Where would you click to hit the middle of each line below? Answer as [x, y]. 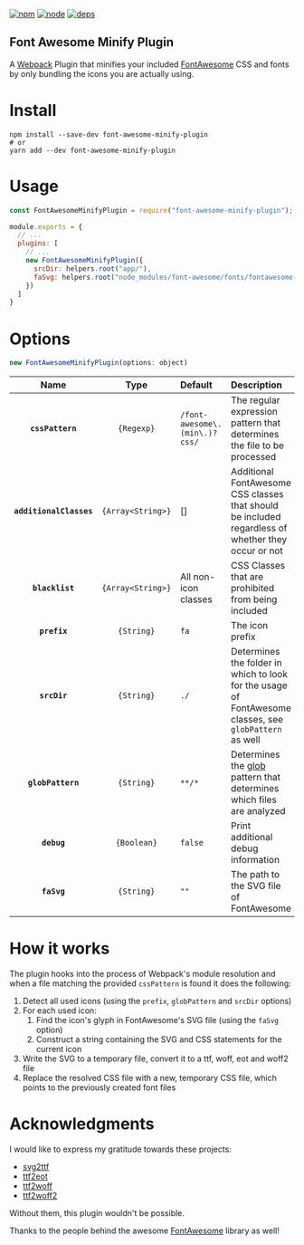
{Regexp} [136, 429]
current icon [59, 1049]
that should [254, 505]
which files [254, 800]
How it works [60, 948]
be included [256, 517]
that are [247, 577]
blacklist [53, 588]
